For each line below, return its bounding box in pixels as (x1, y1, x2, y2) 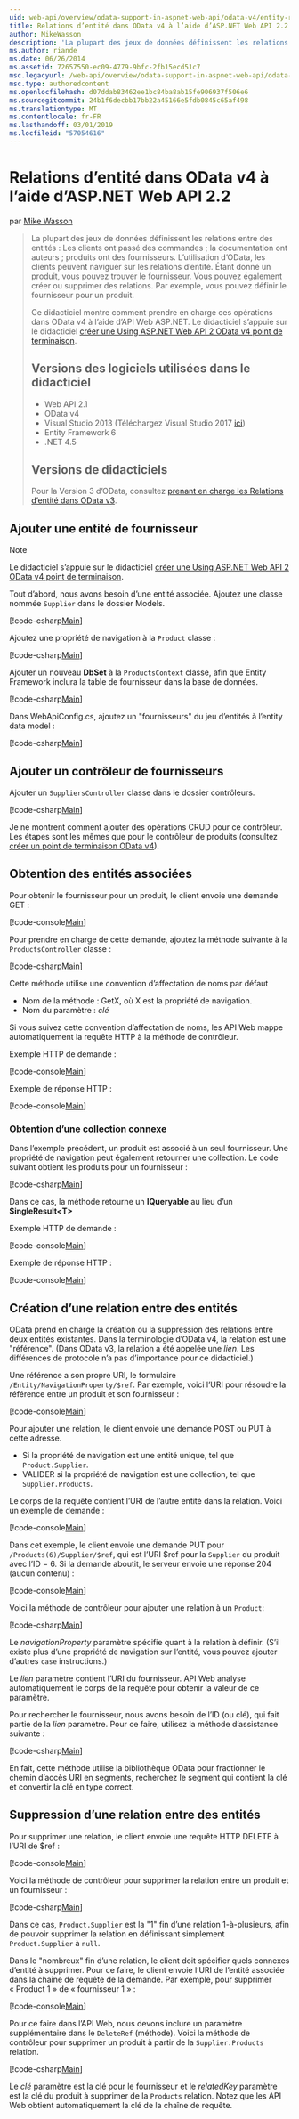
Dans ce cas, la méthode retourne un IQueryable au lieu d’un (9, 1197, 233, 1207)
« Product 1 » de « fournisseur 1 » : (9, 1983, 136, 1994)
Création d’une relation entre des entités (9, 1301, 238, 1316)
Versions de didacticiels (30, 462, 168, 477)
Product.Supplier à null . (9, 1937, 101, 1948)
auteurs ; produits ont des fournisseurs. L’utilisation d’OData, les (30, 251, 266, 263)
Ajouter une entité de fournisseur (9, 521, 198, 536)
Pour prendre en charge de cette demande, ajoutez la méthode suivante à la (9, 934, 288, 945)
